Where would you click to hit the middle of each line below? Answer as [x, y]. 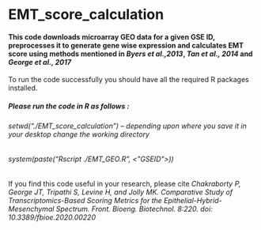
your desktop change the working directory [79, 134]
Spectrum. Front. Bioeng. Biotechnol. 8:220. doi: [134, 209]
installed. [23, 88]
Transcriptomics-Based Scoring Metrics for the [85, 200]
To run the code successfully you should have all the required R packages [129, 80]
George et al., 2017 [40, 62]
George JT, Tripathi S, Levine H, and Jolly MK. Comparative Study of [121, 192]
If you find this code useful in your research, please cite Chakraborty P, [125, 183]
